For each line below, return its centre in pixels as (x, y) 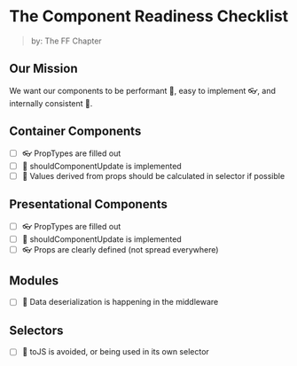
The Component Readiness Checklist (149, 16)
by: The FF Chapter (66, 41)
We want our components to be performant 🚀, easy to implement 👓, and (143, 90)
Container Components (75, 132)
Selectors (36, 330)
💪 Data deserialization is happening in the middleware (120, 302)
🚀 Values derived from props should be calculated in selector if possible (153, 175)
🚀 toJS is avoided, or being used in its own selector (116, 352)
